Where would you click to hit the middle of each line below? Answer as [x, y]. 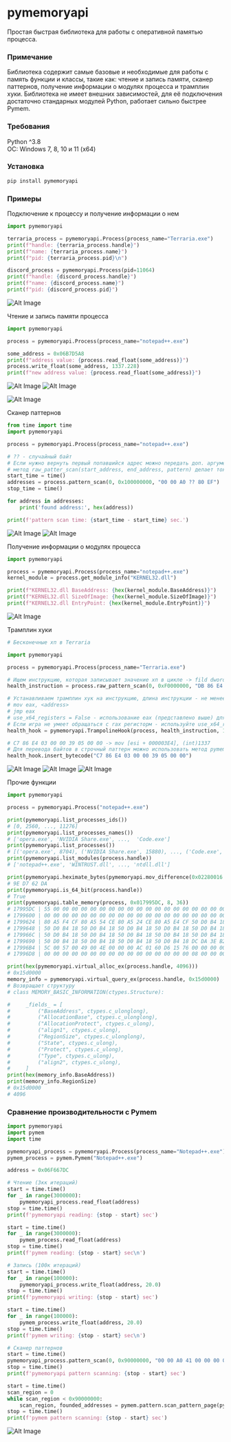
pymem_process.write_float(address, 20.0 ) [81, 1322]
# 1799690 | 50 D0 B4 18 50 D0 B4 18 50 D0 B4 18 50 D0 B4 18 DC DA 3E [112, 941]
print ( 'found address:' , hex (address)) [77, 507]
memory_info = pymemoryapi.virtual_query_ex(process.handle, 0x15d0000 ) [113, 979]
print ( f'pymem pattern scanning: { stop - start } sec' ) [87, 1418]
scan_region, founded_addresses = [69, 1405]
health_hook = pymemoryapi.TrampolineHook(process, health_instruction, [113, 731]
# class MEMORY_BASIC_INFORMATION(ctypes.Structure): [86, 992]
